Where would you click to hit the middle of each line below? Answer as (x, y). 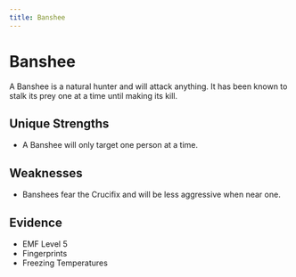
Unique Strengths (59, 123)
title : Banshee (37, 17)
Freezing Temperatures (65, 263)
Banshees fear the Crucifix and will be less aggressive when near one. (151, 195)
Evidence (36, 222)
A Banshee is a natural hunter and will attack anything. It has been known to (148, 86)
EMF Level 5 (45, 244)
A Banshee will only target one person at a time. (110, 145)
